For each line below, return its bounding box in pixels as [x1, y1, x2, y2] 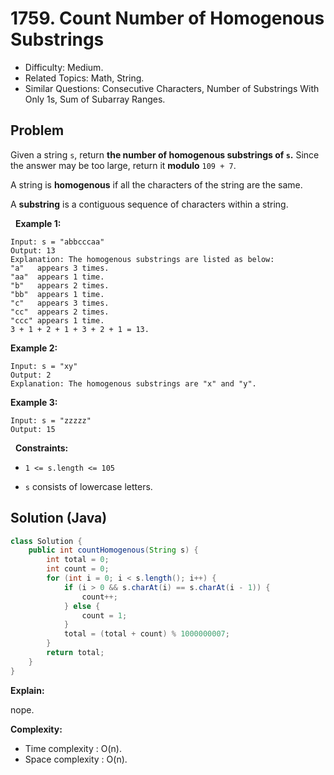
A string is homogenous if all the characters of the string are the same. [10, 178, 303, 191]
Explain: [10, 684, 45, 696]
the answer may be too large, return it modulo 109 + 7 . [10, 159, 237, 171]
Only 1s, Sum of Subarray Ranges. [24, 93, 166, 105]
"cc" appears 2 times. [10, 307, 110, 317]
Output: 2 [10, 370, 52, 380]
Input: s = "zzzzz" [10, 415, 92, 426]
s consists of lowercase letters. [24, 480, 153, 492]
